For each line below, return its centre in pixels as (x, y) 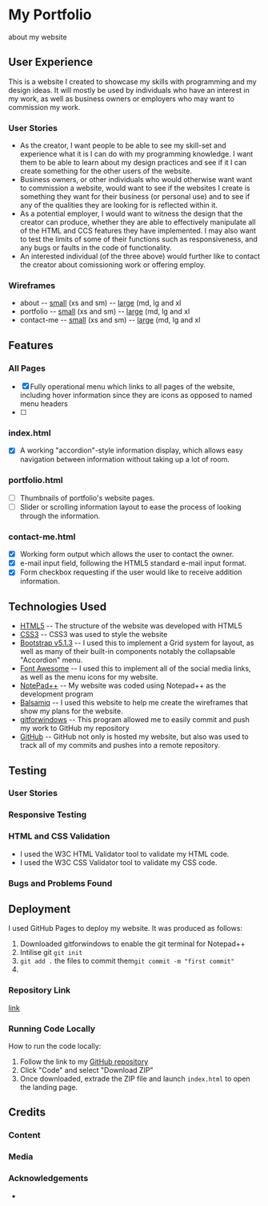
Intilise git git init (51, 952)
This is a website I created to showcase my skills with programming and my (133, 81)
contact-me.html (42, 537)
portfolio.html (36, 481)
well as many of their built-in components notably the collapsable (128, 652)
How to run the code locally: (55, 1046)
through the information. (60, 516)
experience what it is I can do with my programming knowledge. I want (136, 154)
